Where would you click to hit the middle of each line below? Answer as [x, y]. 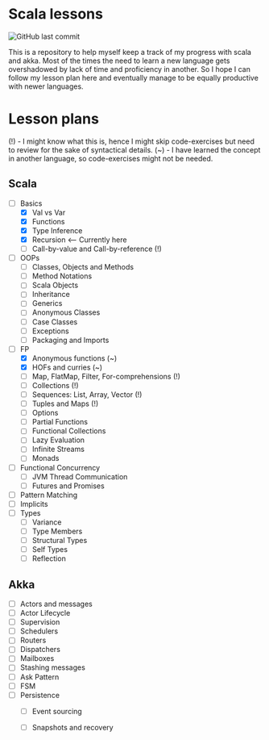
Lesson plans [54, 119]
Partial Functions [60, 422]
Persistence [40, 695]
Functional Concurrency [60, 467]
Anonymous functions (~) [74, 358]
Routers [33, 640]
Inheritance [51, 295]
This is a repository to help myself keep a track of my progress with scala [130, 52]
